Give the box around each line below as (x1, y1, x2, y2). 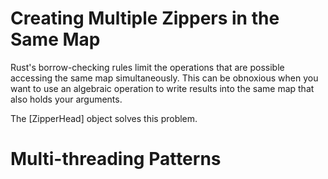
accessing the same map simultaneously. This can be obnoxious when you (10, 72, 319, 84)
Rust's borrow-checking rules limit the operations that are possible (10, 61, 285, 73)
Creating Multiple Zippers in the (10, 7, 280, 30)
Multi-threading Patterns (10, 148, 222, 171)
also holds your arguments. (10, 93, 123, 105)
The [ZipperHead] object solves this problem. (10, 112, 198, 124)
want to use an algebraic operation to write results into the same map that (10, 82, 315, 94)
